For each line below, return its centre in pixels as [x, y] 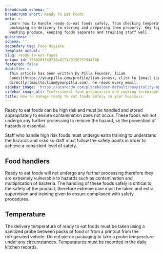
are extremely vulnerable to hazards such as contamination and [69, 178]
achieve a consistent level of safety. [41, 146]
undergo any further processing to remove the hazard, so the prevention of [81, 121]
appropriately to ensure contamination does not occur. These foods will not [81, 115]
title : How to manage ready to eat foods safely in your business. [75, 96]
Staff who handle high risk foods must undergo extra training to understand [81, 135]
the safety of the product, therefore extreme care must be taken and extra [79, 189]
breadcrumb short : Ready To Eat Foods [44, 14]
